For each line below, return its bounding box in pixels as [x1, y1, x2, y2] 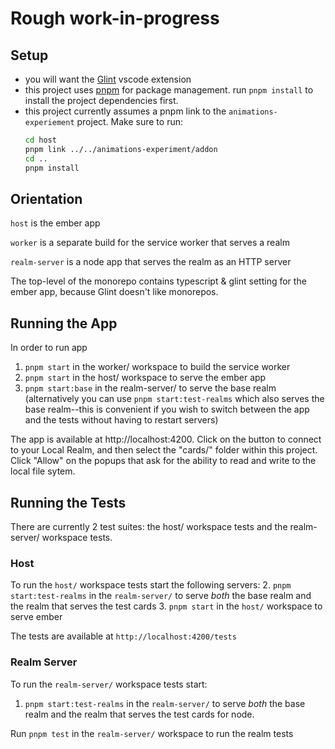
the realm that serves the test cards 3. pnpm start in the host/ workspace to [10, 600, 323, 612]
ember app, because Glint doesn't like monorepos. [10, 286, 219, 298]
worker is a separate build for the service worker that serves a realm [10, 237, 290, 249]
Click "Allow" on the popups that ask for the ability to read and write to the [10, 455, 317, 467]
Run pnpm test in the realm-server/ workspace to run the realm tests [10, 727, 294, 739]
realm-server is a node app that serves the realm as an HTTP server [10, 256, 292, 268]
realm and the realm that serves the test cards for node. [24, 708, 255, 720]
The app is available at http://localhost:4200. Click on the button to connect [10, 433, 322, 446]
